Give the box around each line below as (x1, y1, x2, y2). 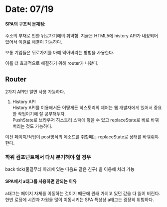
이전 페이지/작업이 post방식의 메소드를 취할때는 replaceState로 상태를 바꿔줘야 (5, 134, 159, 140)
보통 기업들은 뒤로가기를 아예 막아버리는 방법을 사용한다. (5, 50, 115, 56)
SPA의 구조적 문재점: (5, 21, 46, 27)
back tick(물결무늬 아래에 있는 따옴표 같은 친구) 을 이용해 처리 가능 (5, 166, 135, 172)
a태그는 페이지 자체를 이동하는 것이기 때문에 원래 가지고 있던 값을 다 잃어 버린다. (5, 190, 161, 196)
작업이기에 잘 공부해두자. (17, 111, 66, 117)
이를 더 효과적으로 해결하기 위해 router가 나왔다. (5, 60, 99, 66)
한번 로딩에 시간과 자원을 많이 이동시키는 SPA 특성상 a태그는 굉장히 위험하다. (5, 197, 155, 203)
